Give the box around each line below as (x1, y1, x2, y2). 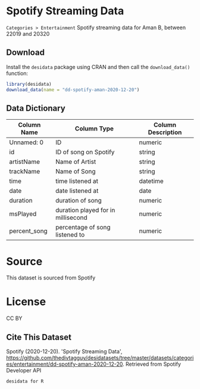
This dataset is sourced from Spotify (6, 274, 96, 281)
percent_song (9, 227, 48, 235)
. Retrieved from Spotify (123, 360, 182, 368)
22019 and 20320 (6, 30, 50, 37)
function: (6, 70, 29, 77)
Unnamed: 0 (9, 138, 43, 147)
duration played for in (55, 206, 115, 214)
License (6, 295, 46, 309)
